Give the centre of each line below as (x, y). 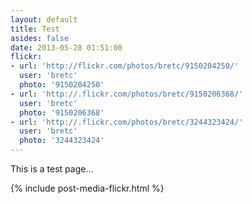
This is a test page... (52, 169)
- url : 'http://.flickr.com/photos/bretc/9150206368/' (127, 94)
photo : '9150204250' (62, 85)
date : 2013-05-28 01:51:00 (66, 47)
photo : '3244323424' (62, 141)
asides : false (40, 38)
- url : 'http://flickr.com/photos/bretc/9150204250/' (125, 66)
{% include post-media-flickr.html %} (87, 188)
